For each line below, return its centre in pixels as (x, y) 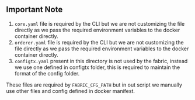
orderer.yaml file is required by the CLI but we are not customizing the (99, 42)
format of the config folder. (47, 73)
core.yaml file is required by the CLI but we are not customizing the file (100, 23)
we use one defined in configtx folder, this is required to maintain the (97, 67)
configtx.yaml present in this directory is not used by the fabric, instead (101, 61)
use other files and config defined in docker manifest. (71, 91)
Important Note (34, 10)
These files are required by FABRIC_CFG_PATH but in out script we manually (94, 85)
